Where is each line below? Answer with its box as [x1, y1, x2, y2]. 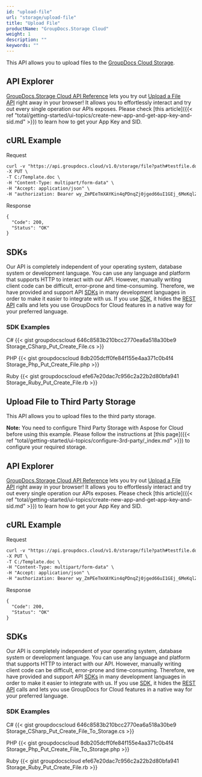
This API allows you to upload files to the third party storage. [6, 413, 156, 420]
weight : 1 [6, 31, 31, 37]
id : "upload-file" [6, 8, 52, 15]
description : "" [6, 37, 47, 43]
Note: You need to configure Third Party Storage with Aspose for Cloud [6, 424, 183, 431]
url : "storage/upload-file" [6, 14, 77, 20]
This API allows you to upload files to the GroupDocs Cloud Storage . [6, 58, 176, 66]
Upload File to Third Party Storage [6, 396, 136, 407]
